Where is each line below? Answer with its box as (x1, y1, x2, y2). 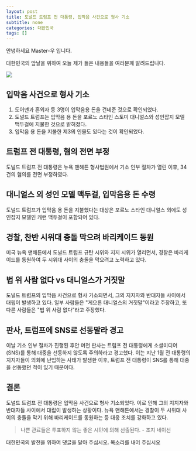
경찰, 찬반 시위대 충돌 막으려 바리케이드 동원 (6, 232, 154, 242)
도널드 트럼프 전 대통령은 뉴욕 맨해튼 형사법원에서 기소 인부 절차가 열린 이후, (6, 163, 180, 170)
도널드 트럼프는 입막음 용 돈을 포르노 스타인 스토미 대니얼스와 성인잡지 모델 (14, 113, 185, 120)
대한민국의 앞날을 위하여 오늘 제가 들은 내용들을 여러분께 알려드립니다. (6, 60, 166, 67)
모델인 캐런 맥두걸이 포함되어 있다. (21, 213, 100, 220)
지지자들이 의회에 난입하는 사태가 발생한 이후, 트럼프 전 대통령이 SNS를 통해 (6, 357, 179, 363)
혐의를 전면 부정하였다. (16, 170, 69, 177)
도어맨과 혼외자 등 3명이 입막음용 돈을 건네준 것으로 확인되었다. (14, 106, 159, 113)
